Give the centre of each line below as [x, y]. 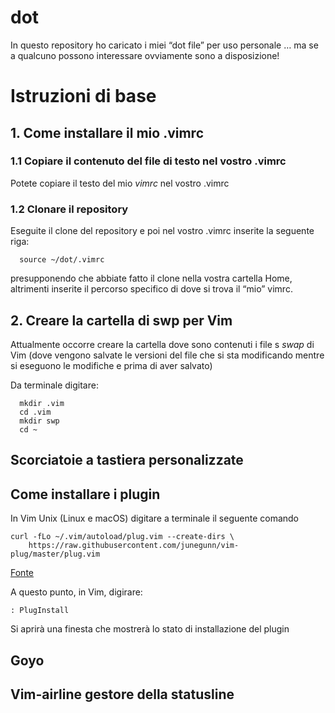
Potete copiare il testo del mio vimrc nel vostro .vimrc [120, 183]
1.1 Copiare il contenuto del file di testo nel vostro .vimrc [148, 161]
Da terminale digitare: [54, 385]
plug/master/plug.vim [55, 554]
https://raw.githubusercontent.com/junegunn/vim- [134, 546]
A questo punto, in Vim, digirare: [76, 592]
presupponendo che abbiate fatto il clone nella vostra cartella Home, [151, 278]
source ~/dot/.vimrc [62, 260]
